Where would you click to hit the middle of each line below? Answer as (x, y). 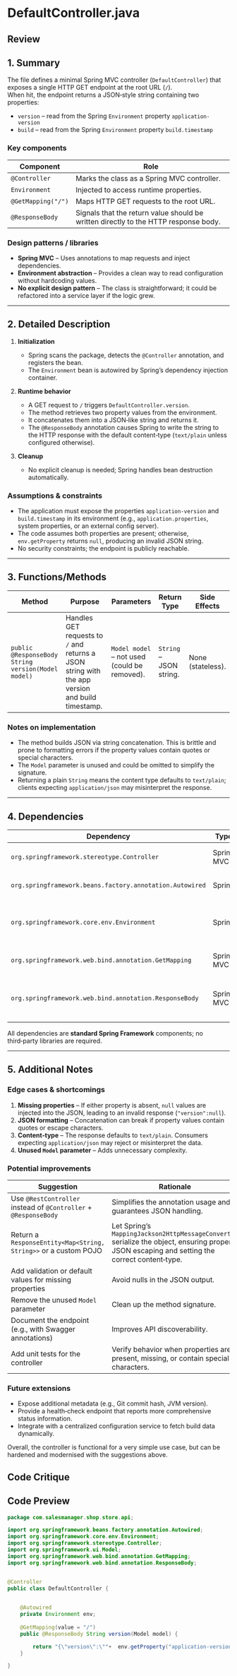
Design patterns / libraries (53, 243)
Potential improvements (49, 1168)
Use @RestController (45, 1198)
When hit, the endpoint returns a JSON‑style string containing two (103, 95)
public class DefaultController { (58, 1588)
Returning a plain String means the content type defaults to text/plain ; (122, 780)
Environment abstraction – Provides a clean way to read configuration (120, 273)
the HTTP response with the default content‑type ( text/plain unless (127, 435)
